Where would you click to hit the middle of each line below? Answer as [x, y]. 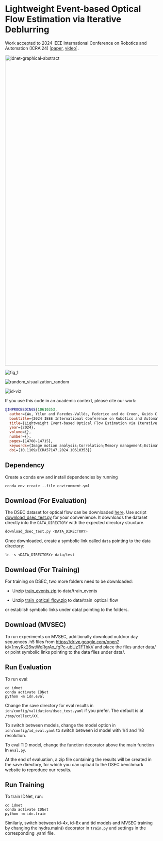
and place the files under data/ [125, 647]
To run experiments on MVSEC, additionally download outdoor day [72, 636]
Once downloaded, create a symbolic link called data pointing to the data [78, 541]
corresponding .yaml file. [30, 833]
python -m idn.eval [25, 696]
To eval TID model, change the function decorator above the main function [80, 745]
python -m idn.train [26, 814]
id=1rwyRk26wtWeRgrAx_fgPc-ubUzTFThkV [49, 647]
